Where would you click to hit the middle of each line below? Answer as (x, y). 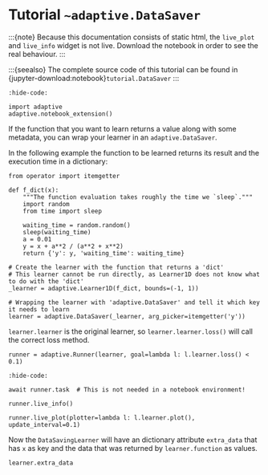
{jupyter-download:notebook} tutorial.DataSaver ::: (94, 78)
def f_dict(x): (34, 190)
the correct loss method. (49, 339)
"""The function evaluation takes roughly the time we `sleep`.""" (138, 197)
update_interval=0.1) (45, 424)
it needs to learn (39, 309)
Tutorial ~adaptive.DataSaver (105, 15)
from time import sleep (63, 211)
